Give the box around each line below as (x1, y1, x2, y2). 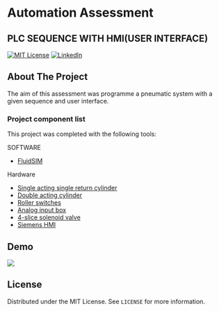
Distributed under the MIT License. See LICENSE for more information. (7, 297, 205, 305)
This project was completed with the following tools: (7, 130, 157, 138)
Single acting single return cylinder (17, 184, 117, 192)
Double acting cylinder (17, 191, 82, 199)
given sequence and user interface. (7, 96, 109, 105)
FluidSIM (17, 157, 43, 165)
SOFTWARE (7, 144, 42, 152)
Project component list (7, 114, 86, 124)
